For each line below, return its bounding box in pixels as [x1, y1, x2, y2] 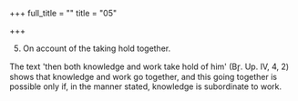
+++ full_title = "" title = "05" [9, 8, 117, 18]
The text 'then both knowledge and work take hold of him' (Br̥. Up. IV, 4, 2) [9, 61, 290, 72]
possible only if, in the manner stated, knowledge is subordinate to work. [9, 81, 283, 92]
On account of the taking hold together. [22, 43, 171, 54]
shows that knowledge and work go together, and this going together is [9, 72, 278, 82]
